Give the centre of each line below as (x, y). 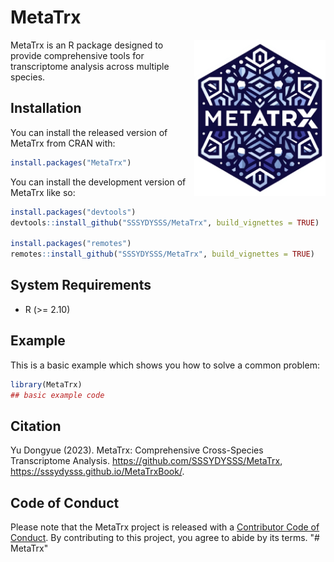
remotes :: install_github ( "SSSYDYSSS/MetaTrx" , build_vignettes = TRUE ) (162, 254)
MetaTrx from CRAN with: (63, 143)
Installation (46, 108)
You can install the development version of (98, 182)
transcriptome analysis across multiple (90, 66)
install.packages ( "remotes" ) (71, 244)
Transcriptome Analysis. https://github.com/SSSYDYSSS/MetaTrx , (146, 461)
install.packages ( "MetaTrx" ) (71, 162)
